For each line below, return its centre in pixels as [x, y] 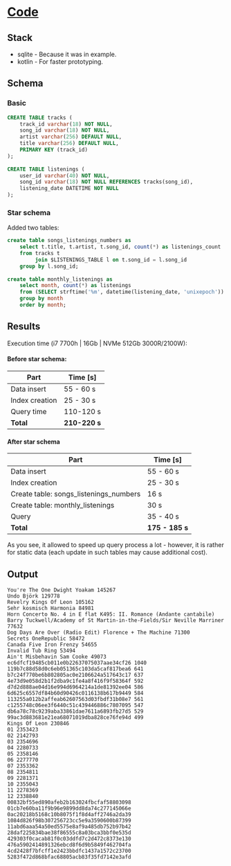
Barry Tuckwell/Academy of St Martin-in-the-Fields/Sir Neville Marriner [116, 621]
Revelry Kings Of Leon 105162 [51, 603]
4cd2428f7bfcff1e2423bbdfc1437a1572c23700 [69, 851]
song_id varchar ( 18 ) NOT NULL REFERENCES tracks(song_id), [107, 182]
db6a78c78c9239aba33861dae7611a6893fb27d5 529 [75, 711]
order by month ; [43, 305]
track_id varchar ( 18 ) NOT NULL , [66, 124]
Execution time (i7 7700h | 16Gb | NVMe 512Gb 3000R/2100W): [98, 343]
